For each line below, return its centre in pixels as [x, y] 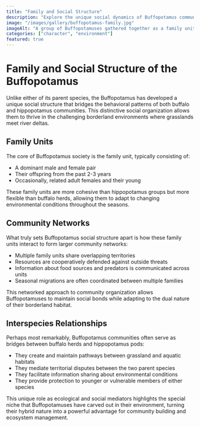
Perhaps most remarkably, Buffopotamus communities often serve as [91, 338]
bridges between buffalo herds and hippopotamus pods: [75, 344]
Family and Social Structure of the [92, 69]
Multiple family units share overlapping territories [75, 255]
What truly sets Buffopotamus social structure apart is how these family [94, 237]
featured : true [25, 39]
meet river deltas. [28, 123]
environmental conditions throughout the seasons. [68, 204]
